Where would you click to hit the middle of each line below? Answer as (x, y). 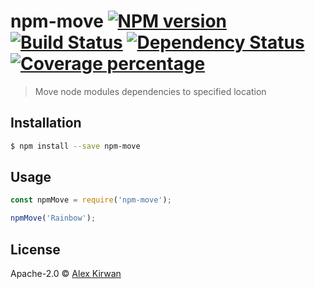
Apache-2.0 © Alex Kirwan (66, 273)
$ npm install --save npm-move (75, 146)
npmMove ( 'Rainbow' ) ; (53, 218)
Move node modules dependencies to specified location (150, 91)
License (35, 249)
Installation (46, 123)
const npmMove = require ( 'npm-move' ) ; (91, 200)
